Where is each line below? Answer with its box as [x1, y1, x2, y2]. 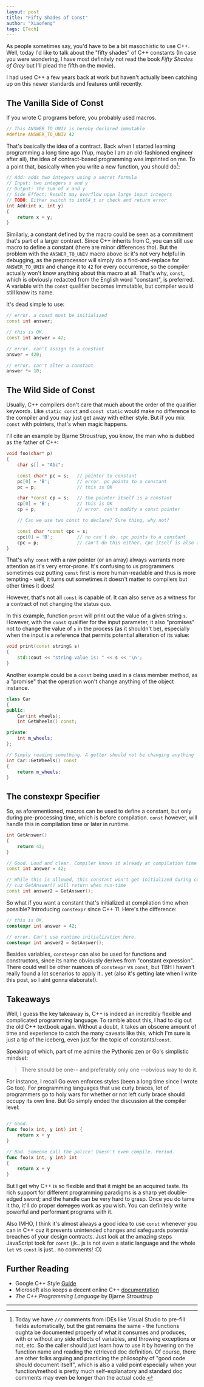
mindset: [6, 1054, 29, 1062]
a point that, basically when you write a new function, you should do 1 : [6, 162, 180, 170]
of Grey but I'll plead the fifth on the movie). [6, 62, 115, 69]
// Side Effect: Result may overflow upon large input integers [6, 192, 172, 198]
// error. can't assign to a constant [6, 346, 104, 352]
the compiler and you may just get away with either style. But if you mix [6, 414, 185, 422]
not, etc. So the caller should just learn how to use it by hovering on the [15, 1341, 194, 1349]
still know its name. [6, 289, 55, 296]
